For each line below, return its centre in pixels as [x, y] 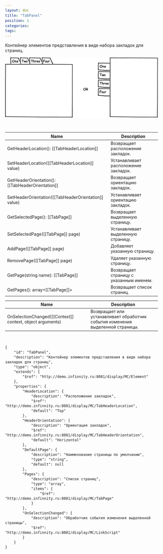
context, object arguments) [34, 322]
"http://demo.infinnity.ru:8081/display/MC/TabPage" [59, 498]
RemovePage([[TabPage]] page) [40, 260]
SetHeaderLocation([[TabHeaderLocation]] [50, 163]
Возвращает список [131, 287]
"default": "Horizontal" [56, 440]
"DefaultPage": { [40, 450]
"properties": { [30, 386]
